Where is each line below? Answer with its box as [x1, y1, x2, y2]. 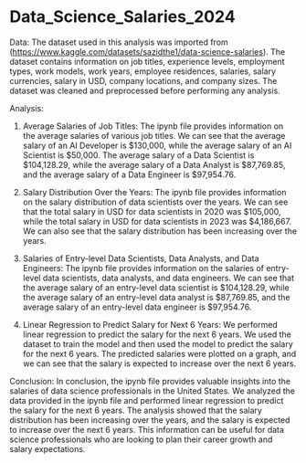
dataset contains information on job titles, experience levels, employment [9, 56, 285, 67]
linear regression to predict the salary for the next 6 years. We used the [22, 329, 292, 340]
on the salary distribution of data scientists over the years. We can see [22, 196, 289, 207]
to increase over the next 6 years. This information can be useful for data [9, 424, 285, 435]
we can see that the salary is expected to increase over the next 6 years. [22, 358, 297, 369]
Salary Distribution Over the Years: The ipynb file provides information [22, 186, 287, 197]
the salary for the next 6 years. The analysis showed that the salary [9, 405, 263, 416]
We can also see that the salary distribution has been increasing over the [22, 226, 298, 237]
